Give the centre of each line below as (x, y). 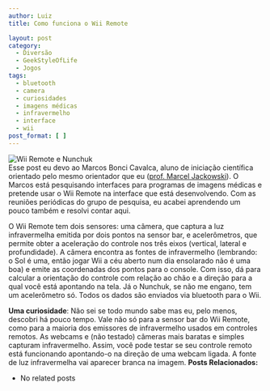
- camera (30, 91)
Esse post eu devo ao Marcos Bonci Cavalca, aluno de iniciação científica (131, 168)
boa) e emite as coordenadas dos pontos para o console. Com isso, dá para (135, 269)
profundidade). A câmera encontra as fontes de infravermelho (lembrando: (133, 252)
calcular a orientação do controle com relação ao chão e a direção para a (131, 278)
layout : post (30, 38)
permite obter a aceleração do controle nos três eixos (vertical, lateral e (127, 243)
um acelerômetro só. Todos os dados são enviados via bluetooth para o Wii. (135, 295)
